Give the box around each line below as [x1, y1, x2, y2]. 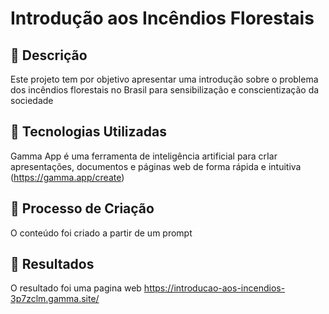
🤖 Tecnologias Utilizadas [10, 123, 167, 141]
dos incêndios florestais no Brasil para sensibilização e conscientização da [10, 84, 320, 96]
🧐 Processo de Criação [10, 200, 155, 217]
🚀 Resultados [10, 256, 95, 273]
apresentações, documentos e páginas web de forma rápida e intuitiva [10, 160, 302, 172]
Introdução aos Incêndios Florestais [10, 7, 315, 30]
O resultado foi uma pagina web [10, 282, 142, 294]
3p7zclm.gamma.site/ [10, 293, 100, 305]
